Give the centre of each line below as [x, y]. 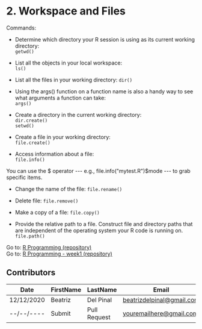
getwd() [24, 52]
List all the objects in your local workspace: [68, 63]
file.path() [30, 236]
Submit [61, 313]
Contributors [31, 273]
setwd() [24, 126]
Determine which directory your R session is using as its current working [105, 39]
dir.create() [31, 121]
